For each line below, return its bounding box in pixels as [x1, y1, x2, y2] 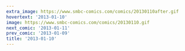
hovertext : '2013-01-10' [6, 14, 68, 20]
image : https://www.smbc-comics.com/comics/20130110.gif [6, 19, 150, 25]
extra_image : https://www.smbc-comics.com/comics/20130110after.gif [6, 8, 179, 15]
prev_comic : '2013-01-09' [6, 30, 70, 36]
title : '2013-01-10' [6, 36, 58, 42]
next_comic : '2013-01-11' [6, 25, 70, 31]
